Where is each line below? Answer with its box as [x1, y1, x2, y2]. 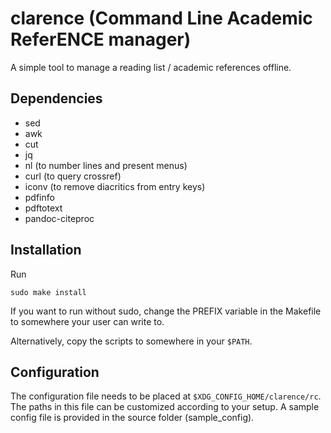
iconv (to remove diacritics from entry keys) [24, 180, 206, 192]
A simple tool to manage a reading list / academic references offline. [10, 61, 292, 73]
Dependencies [10, 90, 103, 107]
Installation [10, 242, 82, 259]
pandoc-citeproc [24, 212, 95, 224]
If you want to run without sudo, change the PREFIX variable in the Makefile [10, 305, 322, 317]
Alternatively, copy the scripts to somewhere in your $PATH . [10, 335, 253, 347]
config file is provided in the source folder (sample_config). [10, 412, 255, 424]
